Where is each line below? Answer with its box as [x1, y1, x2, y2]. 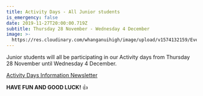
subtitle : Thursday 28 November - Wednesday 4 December [6, 25, 150, 32]
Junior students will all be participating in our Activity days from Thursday [6, 54, 190, 60]
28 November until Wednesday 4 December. [6, 60, 117, 67]
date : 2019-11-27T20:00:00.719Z [6, 20, 88, 26]
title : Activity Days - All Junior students [6, 8, 120, 15]
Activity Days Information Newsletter [6, 72, 98, 78]
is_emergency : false [6, 14, 59, 21]
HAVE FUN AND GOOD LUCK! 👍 [6, 84, 88, 91]
